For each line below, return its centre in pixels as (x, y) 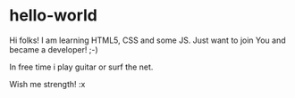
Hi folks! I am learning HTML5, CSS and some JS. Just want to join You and (147, 40)
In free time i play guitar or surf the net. (81, 67)
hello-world (54, 16)
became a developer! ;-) (54, 49)
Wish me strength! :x (47, 84)
